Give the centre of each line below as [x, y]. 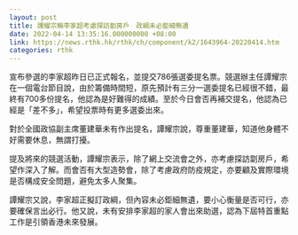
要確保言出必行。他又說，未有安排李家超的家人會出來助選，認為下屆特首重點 [149, 211]
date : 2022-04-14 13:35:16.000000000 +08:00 [93, 34]
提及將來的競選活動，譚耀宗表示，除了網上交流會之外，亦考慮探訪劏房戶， [145, 159]
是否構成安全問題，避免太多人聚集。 [75, 181]
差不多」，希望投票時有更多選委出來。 [100, 110]
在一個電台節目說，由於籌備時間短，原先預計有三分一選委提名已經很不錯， [145, 88]
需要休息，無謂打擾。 [55, 140]
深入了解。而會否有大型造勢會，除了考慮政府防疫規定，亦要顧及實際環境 [157, 170]
